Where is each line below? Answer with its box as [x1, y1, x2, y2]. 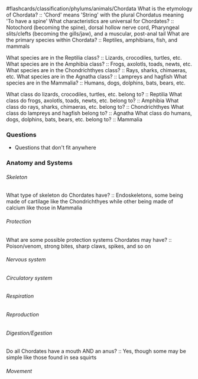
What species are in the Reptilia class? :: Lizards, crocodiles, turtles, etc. [6, 54, 182, 61]
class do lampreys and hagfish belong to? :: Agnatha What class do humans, [6, 109, 192, 116]
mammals [6, 43, 30, 50]
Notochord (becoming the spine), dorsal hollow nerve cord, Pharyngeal [6, 24, 180, 31]
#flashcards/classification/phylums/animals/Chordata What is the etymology [6, 5, 193, 12]
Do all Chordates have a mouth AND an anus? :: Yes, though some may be [6, 348, 186, 355]
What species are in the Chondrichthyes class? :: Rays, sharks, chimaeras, [6, 67, 187, 73]
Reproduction [6, 311, 40, 318]
